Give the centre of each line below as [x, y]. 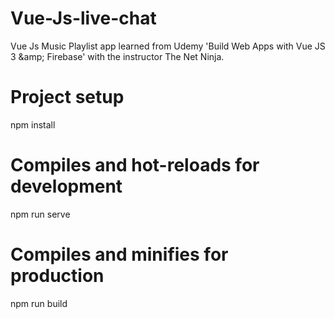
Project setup [67, 97]
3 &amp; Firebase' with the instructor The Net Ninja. [117, 56]
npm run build [39, 303]
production [57, 276]
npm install [33, 124]
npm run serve [40, 214]
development [66, 186]
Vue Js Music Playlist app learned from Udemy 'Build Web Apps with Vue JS [168, 46]
